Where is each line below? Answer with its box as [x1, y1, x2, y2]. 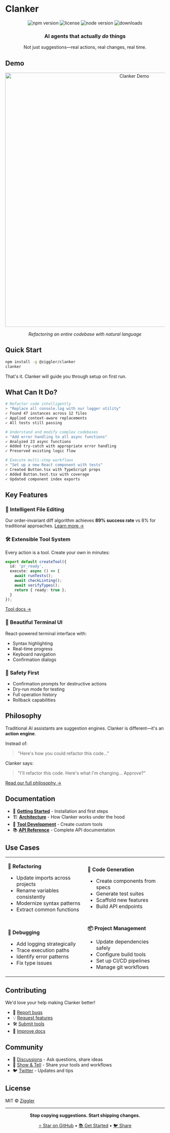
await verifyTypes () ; [14, 583, 60, 588]
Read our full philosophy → [5, 780, 62, 786]
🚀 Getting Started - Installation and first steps [12, 808, 108, 814]
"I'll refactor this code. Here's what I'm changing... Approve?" [17, 770, 146, 776]
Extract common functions [16, 906, 79, 913]
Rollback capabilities [12, 697, 56, 703]
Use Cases [5, 844, 40, 852]
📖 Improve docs [12, 1028, 46, 1034]
